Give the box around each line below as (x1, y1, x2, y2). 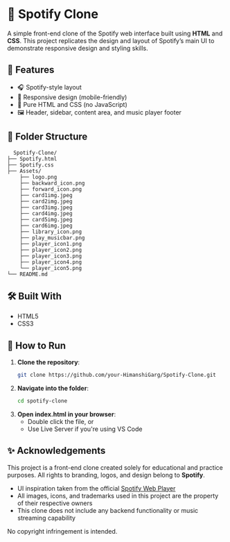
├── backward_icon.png (19, 180, 85, 187)
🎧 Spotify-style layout (17, 83, 82, 91)
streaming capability (17, 514, 76, 522)
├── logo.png (19, 173, 57, 180)
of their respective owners (17, 499, 93, 507)
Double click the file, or (27, 417, 94, 425)
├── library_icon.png (19, 228, 82, 235)
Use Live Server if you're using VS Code (27, 425, 143, 433)
